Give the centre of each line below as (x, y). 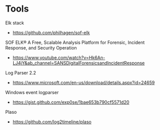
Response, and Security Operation (41, 48)
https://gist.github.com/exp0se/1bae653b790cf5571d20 (71, 102)
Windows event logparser (32, 92)
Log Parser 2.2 (21, 73)
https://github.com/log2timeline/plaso (52, 121)
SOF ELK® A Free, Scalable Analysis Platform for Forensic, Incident (75, 42)
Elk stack (15, 23)
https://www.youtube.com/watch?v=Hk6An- (59, 57)
